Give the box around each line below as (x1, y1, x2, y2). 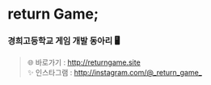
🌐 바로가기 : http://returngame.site (27, 57, 141, 67)
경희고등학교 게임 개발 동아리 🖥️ (7, 36, 120, 47)
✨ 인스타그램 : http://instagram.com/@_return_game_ (27, 68, 203, 78)
